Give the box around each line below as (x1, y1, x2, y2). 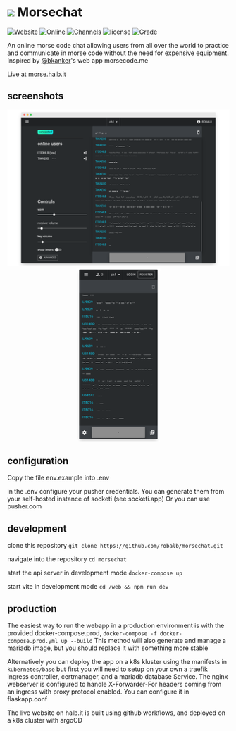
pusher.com (7, 502, 42, 511)
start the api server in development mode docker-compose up (7, 568, 183, 577)
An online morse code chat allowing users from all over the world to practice (7, 41, 229, 49)
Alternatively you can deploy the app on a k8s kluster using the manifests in (7, 658, 228, 666)
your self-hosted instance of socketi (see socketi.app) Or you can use (7, 494, 210, 504)
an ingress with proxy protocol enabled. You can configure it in (7, 687, 190, 696)
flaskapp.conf (7, 695, 48, 704)
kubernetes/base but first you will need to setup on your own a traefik (7, 665, 208, 673)
